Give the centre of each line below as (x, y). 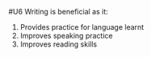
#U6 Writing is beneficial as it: (59, 12)
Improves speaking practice (66, 36)
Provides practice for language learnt (82, 27)
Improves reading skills (59, 44)
